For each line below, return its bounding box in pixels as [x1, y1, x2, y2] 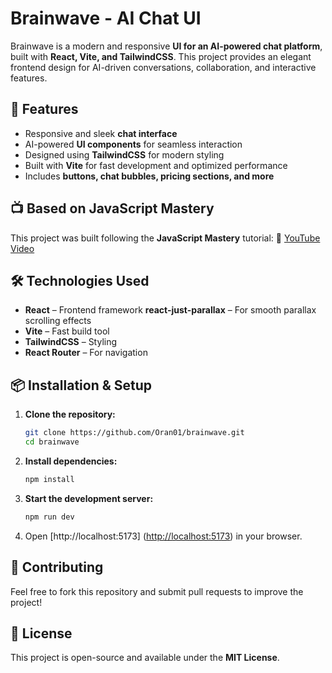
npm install [24, 474, 75, 484]
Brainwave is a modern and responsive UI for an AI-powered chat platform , [10, 40, 323, 52]
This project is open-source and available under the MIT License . [10, 652, 280, 664]
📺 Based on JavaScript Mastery [10, 200, 215, 217]
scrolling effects [24, 315, 92, 327]
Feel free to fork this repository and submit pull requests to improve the [10, 585, 304, 597]
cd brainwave [24, 437, 80, 447]
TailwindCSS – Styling [24, 336, 118, 348]
